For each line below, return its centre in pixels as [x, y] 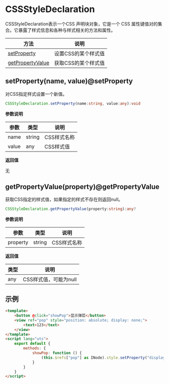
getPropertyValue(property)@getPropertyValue [82, 187]
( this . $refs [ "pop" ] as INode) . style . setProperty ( [94, 358]
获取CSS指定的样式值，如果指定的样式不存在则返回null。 [64, 199]
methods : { [35, 348]
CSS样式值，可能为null [50, 279]
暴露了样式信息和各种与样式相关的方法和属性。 [67, 30]
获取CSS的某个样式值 [79, 63]
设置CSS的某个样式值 [79, 53]
